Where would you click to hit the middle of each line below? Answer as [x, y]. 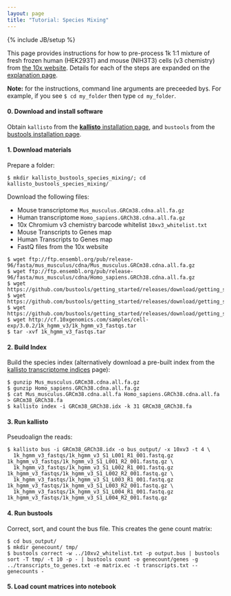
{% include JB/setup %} [41, 39]
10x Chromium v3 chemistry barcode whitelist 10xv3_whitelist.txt [112, 224]
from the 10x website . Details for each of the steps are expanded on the [109, 68]
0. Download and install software [55, 112]
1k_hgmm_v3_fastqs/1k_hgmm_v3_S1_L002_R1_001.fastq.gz [93, 468]
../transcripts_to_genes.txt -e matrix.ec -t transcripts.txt [98, 565]
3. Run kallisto [28, 421]
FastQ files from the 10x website [63, 246]
